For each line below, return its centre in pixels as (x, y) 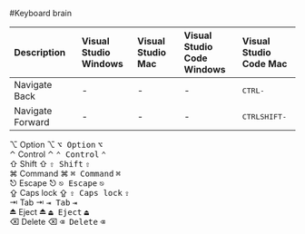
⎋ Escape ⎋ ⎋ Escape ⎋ (57, 183)
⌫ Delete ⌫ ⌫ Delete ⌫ (58, 222)
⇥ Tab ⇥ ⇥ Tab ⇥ (44, 202)
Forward (32, 122)
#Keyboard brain (41, 13)
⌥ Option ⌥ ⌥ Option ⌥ (56, 145)
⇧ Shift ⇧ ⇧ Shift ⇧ (50, 164)
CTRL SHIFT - (265, 117)
